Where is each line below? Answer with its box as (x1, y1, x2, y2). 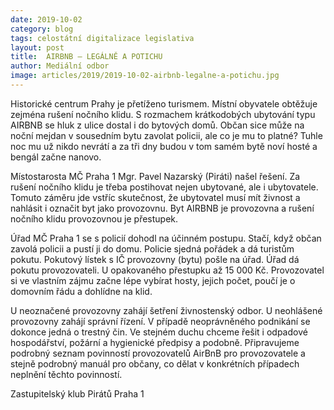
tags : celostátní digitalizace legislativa (10, 33, 195, 43)
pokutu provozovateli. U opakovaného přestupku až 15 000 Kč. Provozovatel (10, 264, 325, 276)
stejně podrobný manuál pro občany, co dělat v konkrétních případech (10, 357, 300, 370)
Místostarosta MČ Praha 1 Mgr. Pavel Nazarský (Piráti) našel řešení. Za (10, 170, 301, 182)
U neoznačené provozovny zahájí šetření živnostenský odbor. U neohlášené (10, 304, 323, 316)
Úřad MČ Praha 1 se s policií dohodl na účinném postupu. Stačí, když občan (10, 232, 322, 244)
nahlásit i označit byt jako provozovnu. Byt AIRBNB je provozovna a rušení (10, 202, 315, 214)
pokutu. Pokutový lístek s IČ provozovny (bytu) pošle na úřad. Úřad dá (10, 253, 300, 265)
